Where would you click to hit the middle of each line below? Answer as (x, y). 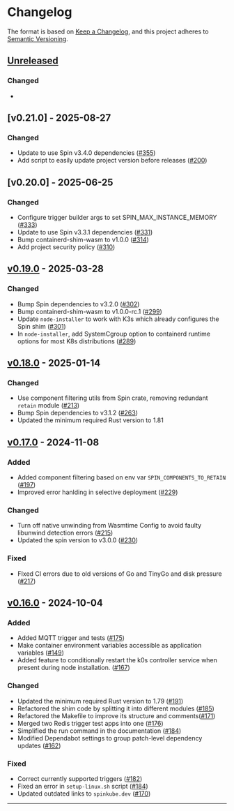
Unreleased (33, 61)
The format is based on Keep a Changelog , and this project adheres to (108, 31)
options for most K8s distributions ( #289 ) (77, 341)
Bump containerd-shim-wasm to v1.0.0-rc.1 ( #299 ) (89, 311)
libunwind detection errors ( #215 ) (65, 533)
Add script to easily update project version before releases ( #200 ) (112, 161)
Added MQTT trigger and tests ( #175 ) (71, 638)
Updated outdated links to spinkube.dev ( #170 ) (84, 794)
